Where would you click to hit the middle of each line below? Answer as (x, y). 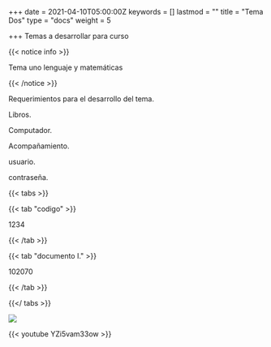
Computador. (30, 130)
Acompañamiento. (39, 146)
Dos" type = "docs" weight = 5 (60, 20)
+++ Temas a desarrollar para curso (69, 36)
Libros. (20, 114)
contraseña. (28, 177)
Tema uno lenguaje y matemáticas (66, 67)
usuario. (22, 162)
